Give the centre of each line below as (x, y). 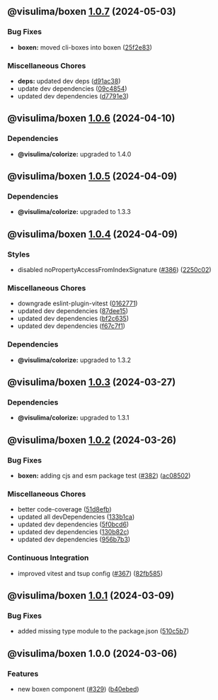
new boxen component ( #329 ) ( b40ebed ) (78, 689)
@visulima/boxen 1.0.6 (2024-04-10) (91, 119)
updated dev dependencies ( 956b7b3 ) (74, 540)
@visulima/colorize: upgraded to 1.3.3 (74, 212)
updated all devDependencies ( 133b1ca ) (76, 517)
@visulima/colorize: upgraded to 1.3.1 (73, 418)
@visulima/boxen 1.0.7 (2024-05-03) (92, 12)
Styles (19, 254)
